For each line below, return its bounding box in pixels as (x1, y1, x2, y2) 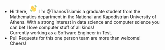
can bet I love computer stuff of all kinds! (9, 24, 94, 30)
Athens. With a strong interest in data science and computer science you (9, 19, 160, 25)
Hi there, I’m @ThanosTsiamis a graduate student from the (9, 9, 141, 14)
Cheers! (9, 40, 26, 46)
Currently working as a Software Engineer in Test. (9, 30, 112, 36)
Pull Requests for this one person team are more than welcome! (9, 35, 141, 41)
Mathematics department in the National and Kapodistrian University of (9, 14, 156, 20)
